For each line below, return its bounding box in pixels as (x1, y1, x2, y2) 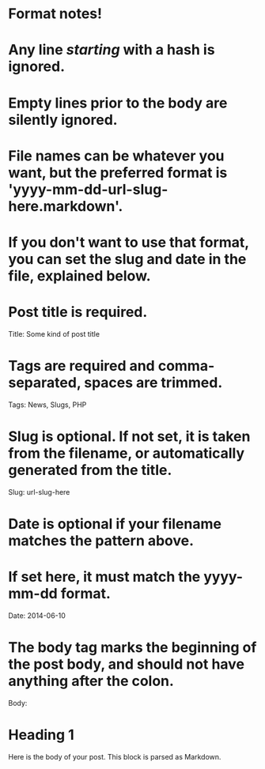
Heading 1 (8, 726, 75, 744)
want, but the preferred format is (8, 164, 228, 182)
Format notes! (8, 5, 103, 23)
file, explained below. (8, 266, 151, 285)
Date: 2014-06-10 (8, 610, 66, 620)
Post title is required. (8, 303, 148, 321)
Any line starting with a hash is (8, 41, 215, 59)
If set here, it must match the (8, 568, 201, 586)
